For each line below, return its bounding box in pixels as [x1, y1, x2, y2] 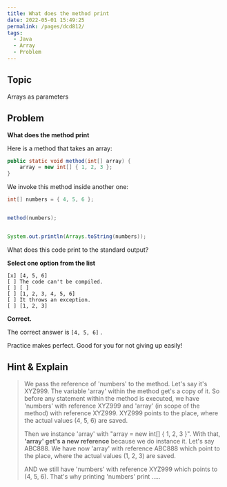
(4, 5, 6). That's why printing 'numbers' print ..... [23, 472, 161, 480]
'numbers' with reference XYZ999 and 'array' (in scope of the [23, 401, 200, 410]
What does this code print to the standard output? [7, 246, 149, 254]
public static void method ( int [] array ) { [7, 157, 131, 164]
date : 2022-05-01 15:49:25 [7, 17, 85, 23]
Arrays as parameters [7, 92, 69, 101]
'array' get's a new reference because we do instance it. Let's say [23, 437, 215, 445]
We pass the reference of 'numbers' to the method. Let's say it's [23, 379, 208, 388]
